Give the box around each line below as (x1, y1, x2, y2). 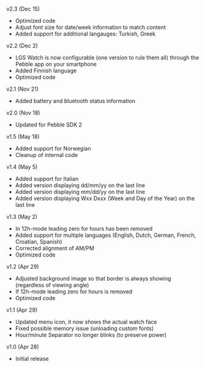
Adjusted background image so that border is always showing (15, 275, 171, 282)
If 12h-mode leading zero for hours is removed (15, 288, 133, 295)
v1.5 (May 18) (6, 133, 40, 140)
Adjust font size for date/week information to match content (15, 24, 166, 31)
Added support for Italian (15, 175, 79, 182)
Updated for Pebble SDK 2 (15, 121, 83, 128)
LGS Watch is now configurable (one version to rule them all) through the (15, 54, 199, 61)
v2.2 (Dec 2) (6, 42, 38, 49)
